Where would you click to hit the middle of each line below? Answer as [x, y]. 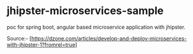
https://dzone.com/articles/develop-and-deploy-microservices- [109, 38]
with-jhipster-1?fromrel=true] [42, 45]
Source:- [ [19, 38]
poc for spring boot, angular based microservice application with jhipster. [96, 27]
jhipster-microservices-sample [85, 11]
